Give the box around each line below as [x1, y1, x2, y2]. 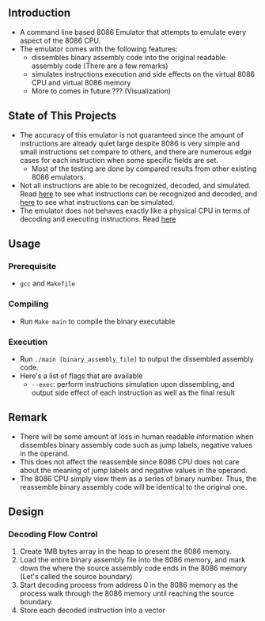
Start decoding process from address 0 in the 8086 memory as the [19, 581, 239, 590]
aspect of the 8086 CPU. [19, 36, 101, 45]
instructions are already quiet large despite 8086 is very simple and [19, 138, 240, 148]
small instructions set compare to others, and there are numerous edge [19, 146, 252, 157]
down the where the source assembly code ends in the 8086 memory [19, 563, 248, 573]
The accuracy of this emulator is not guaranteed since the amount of [19, 130, 244, 139]
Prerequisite [8, 260, 57, 271]
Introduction [8, 6, 71, 20]
